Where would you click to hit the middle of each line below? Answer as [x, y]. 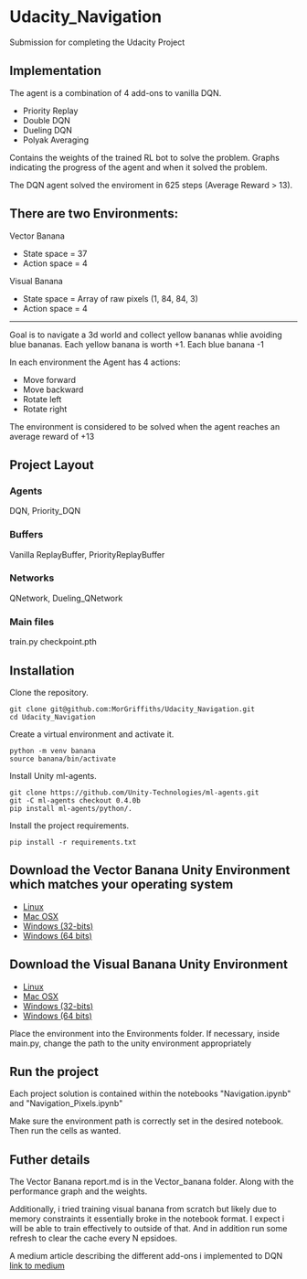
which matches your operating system [122, 885]
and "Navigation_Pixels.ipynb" [66, 1103]
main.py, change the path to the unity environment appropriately [131, 1043]
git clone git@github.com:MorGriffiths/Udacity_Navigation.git [132, 709]
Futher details [50, 1160]
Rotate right [45, 409]
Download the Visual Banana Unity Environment [148, 965]
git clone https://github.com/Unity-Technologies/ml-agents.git [134, 793]
